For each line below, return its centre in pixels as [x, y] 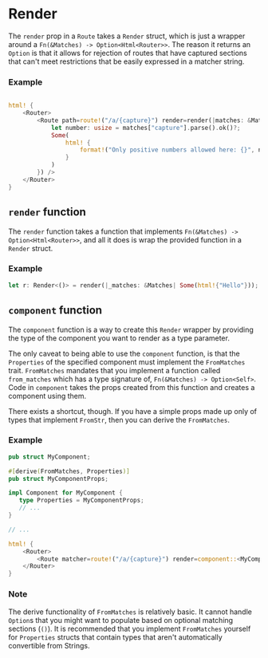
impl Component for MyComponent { [66, 493]
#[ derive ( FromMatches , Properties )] [69, 471]
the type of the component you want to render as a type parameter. [119, 338]
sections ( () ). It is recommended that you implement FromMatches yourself [130, 628]
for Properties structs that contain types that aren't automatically [116, 637]
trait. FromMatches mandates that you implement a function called [114, 370]
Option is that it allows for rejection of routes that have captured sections [128, 53]
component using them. [47, 396]
